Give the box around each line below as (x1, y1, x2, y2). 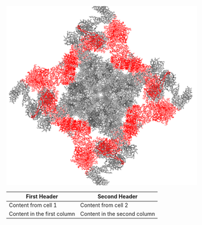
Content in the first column (8, 210, 76, 217)
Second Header (97, 193, 138, 200)
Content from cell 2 (80, 201, 129, 209)
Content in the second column (80, 210, 155, 217)
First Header (26, 193, 59, 200)
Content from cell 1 (8, 201, 57, 209)
